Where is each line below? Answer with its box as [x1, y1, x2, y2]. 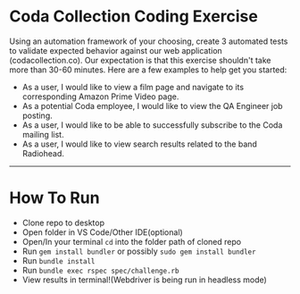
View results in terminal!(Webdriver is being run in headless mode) [21, 274, 268, 285]
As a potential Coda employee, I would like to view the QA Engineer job [21, 100, 283, 111]
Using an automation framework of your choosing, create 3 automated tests [9, 36, 288, 46]
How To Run [9, 188, 100, 208]
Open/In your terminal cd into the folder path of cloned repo [21, 236, 242, 247]
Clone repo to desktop [21, 217, 105, 228]
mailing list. [21, 129, 64, 139]
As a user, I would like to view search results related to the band [21, 139, 257, 149]
